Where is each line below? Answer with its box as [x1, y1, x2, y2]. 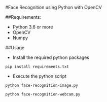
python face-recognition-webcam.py [5, 92, 81, 97]
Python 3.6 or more [12, 24, 53, 30]
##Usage [5, 45, 25, 50]
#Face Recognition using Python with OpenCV [5, 5, 102, 10]
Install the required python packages [12, 54, 90, 60]
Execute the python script [12, 73, 67, 79]
